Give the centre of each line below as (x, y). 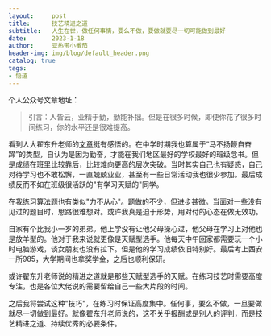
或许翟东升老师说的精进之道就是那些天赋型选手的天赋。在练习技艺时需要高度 (135, 276)
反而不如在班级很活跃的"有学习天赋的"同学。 (89, 184)
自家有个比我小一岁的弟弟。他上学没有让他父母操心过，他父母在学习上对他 (132, 228)
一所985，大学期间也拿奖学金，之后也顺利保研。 (89, 259)
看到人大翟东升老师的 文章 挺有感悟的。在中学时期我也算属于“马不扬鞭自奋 (130, 144)
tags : (17, 68)
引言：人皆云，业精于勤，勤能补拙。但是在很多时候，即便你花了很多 (141, 117)
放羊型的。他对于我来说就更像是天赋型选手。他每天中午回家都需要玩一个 (135, 239)
